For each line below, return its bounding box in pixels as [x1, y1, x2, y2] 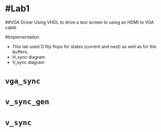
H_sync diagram [12, 54, 45, 60]
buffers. [12, 49, 28, 55]
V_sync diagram [12, 59, 45, 65]
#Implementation [5, 34, 39, 40]
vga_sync [5, 77, 41, 86]
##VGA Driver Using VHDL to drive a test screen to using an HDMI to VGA [5, 19, 154, 25]
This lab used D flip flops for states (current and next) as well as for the [12, 43, 157, 49]
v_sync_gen [5, 97, 50, 106]
